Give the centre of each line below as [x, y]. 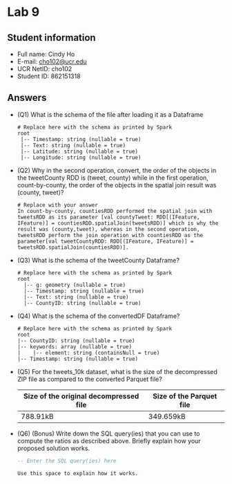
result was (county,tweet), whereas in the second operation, [108, 229]
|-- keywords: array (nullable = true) [75, 346]
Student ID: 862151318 [49, 76]
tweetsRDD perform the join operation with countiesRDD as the [110, 235]
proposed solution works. [54, 448]
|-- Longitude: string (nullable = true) [81, 157]
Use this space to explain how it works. [77, 473]
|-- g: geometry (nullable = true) [75, 285]
